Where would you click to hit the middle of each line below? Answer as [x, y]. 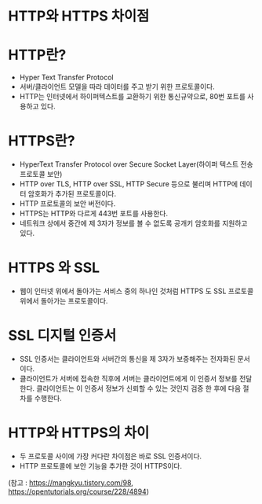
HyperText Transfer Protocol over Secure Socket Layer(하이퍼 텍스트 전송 [136, 164]
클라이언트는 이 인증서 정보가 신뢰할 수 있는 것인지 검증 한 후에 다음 [139, 388]
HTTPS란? [42, 141]
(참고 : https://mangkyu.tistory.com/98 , [71, 482]
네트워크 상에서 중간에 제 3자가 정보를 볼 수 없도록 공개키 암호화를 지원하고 [133, 223]
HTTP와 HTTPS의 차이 [79, 433]
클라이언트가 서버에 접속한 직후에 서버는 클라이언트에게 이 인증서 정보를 [128, 378]
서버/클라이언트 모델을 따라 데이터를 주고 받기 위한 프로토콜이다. [117, 86]
